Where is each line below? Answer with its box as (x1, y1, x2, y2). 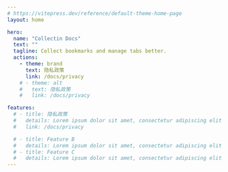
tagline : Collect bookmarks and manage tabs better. (13, 48, 167, 55)
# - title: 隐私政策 (13, 111, 68, 118)
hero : (7, 29, 23, 35)
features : (7, 104, 36, 111)
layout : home (7, 16, 45, 23)
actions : (13, 54, 38, 61)
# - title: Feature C (13, 148, 75, 156)
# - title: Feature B (13, 136, 75, 143)
